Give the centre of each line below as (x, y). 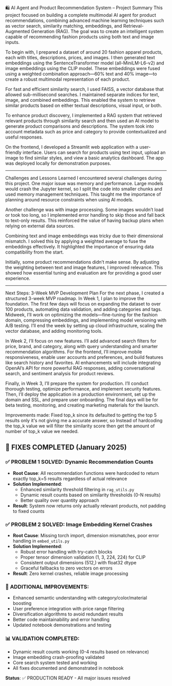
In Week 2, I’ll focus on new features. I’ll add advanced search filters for (81, 341)
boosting (22, 603)
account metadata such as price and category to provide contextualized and (86, 132)
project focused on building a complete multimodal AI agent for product (81, 15)
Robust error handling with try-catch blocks (66, 552)
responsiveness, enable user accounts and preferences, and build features (84, 357)
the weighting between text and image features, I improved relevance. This (84, 267)
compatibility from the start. (35, 252)
